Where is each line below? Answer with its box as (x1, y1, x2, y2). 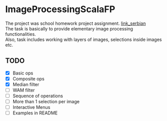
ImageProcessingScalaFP (5, 4, 115, 15)
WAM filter (12, 87, 35, 93)
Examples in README (12, 110, 58, 116)
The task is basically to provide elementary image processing (5, 25, 133, 31)
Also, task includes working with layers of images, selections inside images (5, 36, 162, 43)
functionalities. (5, 31, 36, 37)
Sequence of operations (12, 93, 63, 99)
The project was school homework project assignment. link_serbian (5, 20, 146, 26)
